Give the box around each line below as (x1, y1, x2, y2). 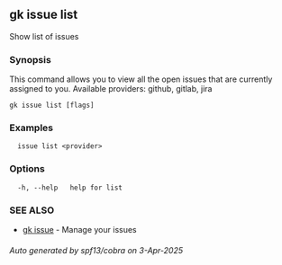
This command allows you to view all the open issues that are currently (9, 74, 273, 84)
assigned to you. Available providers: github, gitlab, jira (9, 84, 213, 94)
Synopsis (9, 53, 51, 66)
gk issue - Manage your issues (22, 225, 137, 234)
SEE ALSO (9, 204, 55, 216)
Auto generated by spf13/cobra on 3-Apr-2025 (9, 244, 184, 255)
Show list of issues (9, 31, 79, 41)
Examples (9, 121, 54, 134)
